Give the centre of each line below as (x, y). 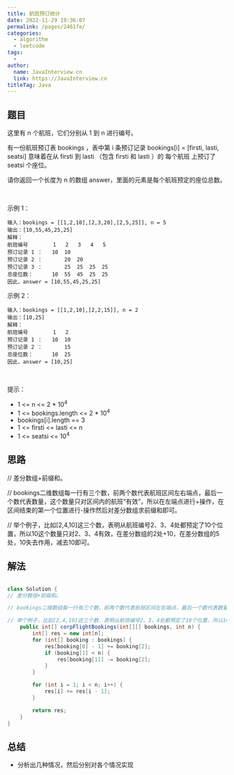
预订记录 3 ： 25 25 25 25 (58, 267)
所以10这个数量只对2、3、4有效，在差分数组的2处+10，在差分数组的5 (119, 533)
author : (18, 65)
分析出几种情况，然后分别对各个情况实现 (75, 765)
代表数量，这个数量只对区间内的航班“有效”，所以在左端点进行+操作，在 (122, 501)
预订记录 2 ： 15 (39, 347)
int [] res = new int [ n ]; (68, 634)
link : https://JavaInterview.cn (61, 78)
